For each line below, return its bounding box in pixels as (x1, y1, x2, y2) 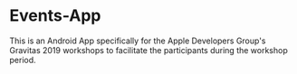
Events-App (9, 5, 101, 26)
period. (9, 54, 36, 65)
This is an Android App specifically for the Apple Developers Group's (9, 35, 266, 46)
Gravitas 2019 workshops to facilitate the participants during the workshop (9, 44, 288, 55)
